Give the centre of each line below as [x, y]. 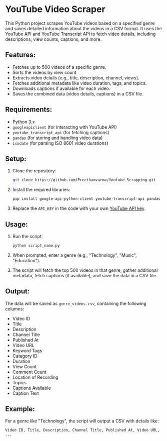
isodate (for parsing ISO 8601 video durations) [60, 143]
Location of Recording [35, 377]
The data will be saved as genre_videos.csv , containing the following [76, 303]
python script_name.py [36, 245]
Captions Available [31, 388]
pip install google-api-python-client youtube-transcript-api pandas [86, 199]
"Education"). [26, 260]
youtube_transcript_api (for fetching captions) [61, 132]
